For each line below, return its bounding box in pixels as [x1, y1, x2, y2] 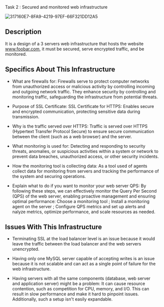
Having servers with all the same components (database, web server [12, 276, 151, 282]
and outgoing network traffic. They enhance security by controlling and [12, 88, 156, 94]
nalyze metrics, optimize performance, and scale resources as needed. [12, 209, 156, 215]
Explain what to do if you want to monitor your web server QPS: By [12, 183, 146, 189]
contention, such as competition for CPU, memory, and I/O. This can [12, 286, 150, 292]
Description [5, 28, 41, 36]
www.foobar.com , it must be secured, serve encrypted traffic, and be [5, 46, 144, 52]
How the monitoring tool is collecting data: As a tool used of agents [12, 163, 147, 169]
